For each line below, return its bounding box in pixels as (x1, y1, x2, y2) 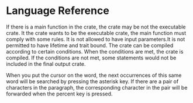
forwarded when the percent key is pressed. (6, 90, 113, 97)
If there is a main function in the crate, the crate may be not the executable (6, 23, 186, 30)
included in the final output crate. (6, 60, 86, 68)
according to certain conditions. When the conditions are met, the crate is (6, 48, 184, 55)
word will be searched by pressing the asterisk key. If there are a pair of (6, 77, 179, 85)
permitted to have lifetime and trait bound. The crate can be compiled (6, 42, 174, 49)
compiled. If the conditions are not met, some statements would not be (6, 54, 177, 61)
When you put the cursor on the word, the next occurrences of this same (6, 72, 182, 79)
